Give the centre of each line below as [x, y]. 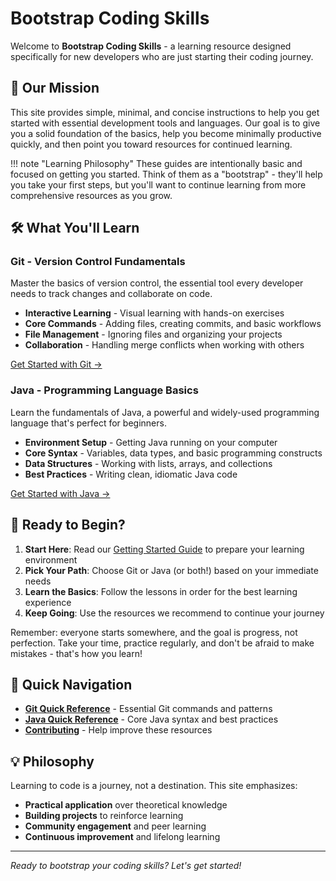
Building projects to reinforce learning [104, 816]
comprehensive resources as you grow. [91, 195]
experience [48, 602]
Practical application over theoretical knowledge [126, 805]
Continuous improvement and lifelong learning [122, 837]
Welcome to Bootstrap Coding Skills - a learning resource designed [151, 46]
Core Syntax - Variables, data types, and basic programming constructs [173, 453]
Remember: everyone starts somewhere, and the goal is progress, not [154, 632]
